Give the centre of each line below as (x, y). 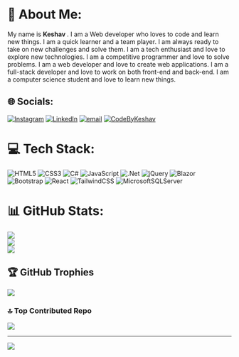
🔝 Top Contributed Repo (50, 311)
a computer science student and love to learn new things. (92, 79)
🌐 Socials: (31, 102)
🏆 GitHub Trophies (51, 273)
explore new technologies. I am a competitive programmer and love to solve (118, 57)
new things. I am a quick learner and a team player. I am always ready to (113, 41)
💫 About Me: (45, 15)
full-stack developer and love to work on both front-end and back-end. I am (118, 72)
